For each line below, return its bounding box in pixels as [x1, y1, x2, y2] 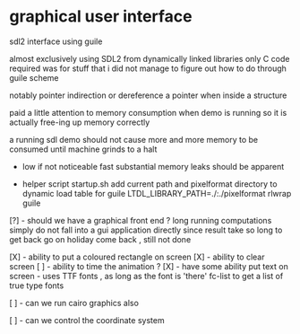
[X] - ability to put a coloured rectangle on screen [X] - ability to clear [9, 251, 266, 262]
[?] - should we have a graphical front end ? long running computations [9, 215, 272, 225]
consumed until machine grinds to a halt [9, 144, 158, 154]
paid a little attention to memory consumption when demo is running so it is [9, 107, 287, 118]
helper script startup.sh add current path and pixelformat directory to [21, 178, 278, 189]
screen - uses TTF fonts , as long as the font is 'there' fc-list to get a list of [9, 270, 284, 281]
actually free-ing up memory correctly [9, 117, 150, 127]
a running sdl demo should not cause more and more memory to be [9, 134, 259, 145]
